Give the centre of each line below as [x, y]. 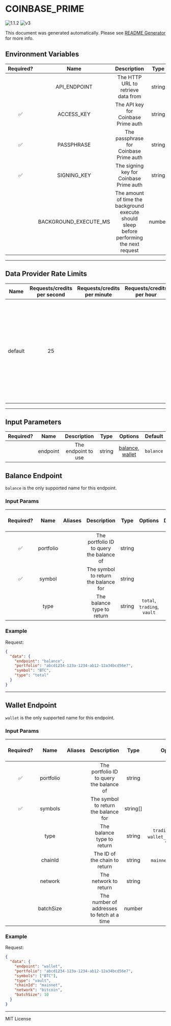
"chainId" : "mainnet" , [38, 985]
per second [51, 294]
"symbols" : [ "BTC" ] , [36, 976]
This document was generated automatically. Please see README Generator [85, 33]
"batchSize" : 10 [32, 995]
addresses [105, 908]
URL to [130, 84]
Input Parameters [33, 422]
